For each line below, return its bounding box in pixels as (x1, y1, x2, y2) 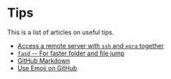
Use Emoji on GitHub (17, 64, 77, 72)
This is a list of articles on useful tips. (7, 28, 114, 36)
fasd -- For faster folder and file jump (17, 49, 125, 57)
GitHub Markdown (17, 56, 70, 64)
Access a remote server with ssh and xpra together (17, 41, 164, 50)
